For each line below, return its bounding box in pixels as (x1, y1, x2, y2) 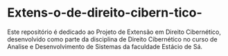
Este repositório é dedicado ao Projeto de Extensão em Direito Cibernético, (7, 28, 222, 36)
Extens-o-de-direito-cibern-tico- (7, 5, 202, 21)
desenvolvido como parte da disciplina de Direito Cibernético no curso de (7, 35, 218, 43)
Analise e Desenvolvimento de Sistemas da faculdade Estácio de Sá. (7, 42, 203, 50)
